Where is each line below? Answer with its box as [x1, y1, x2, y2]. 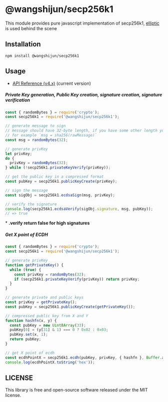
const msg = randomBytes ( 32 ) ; [5, 137, 68, 143]
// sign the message [5, 188, 48, 193]
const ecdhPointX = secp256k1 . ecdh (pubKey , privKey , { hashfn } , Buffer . [5, 355, 162, 360]
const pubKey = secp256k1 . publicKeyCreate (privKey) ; [5, 179, 117, 184]
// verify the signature [5, 202, 57, 207]
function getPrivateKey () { [5, 262, 64, 267]
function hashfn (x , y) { [5, 318, 57, 323]
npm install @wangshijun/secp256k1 [5, 53, 79, 58]
